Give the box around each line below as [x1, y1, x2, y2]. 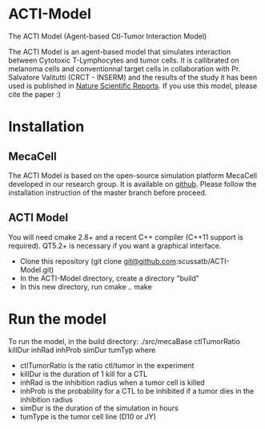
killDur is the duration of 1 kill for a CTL [19, 369, 148, 378]
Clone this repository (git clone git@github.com [19, 256, 176, 265]
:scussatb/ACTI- [175, 256, 230, 265]
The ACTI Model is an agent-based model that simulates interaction [8, 47, 231, 56]
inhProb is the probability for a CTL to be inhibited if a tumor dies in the [19, 386, 255, 395]
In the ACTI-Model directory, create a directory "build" [19, 273, 200, 283]
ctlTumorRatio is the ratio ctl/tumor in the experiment [19, 360, 195, 370]
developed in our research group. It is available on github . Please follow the [8, 179, 257, 188]
